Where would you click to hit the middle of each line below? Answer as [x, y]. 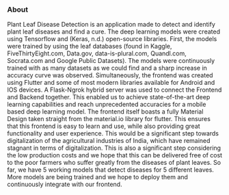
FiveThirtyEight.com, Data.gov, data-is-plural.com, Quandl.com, [97, 53]
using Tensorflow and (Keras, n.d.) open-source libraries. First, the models [112, 39]
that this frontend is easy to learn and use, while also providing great [104, 126]
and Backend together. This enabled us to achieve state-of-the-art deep [109, 97]
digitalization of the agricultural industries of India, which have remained [109, 141]
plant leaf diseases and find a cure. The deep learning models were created [114, 31]
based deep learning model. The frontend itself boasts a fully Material [105, 112]
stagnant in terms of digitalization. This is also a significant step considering [114, 148]
